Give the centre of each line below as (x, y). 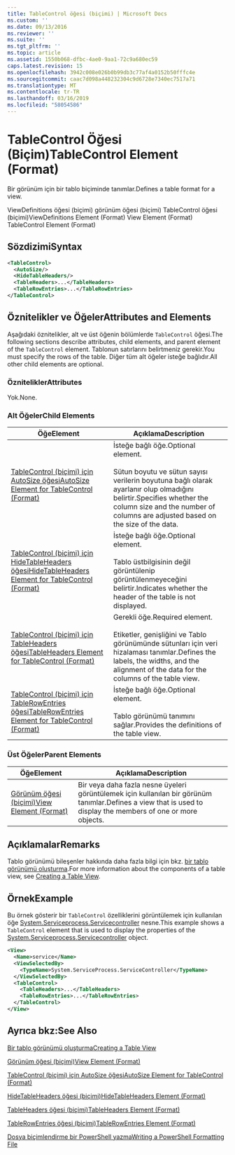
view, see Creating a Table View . (54, 876)
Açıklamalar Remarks (54, 844)
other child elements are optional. (56, 364)
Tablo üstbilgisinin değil (152, 562)
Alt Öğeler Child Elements (51, 416)
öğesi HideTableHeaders (50, 570)
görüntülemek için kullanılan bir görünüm (145, 793)
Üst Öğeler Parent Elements (54, 755)
